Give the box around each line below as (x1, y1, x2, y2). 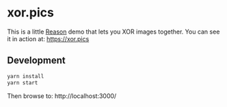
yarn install (7, 73, 44, 80)
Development (7, 55, 66, 67)
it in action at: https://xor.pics (7, 34, 90, 43)
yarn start (7, 79, 38, 86)
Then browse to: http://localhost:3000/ (7, 91, 117, 100)
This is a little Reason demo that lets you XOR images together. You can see (7, 27, 220, 36)
